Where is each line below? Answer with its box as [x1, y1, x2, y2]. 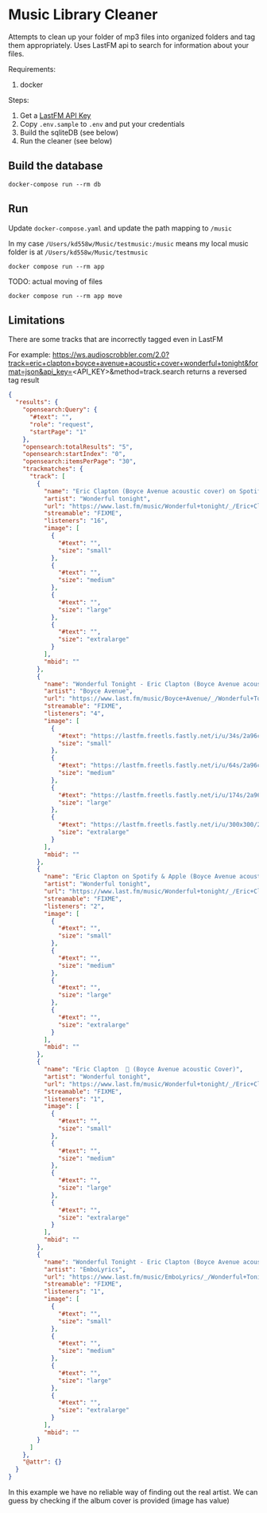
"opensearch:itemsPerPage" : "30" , [22, 458, 137, 466]
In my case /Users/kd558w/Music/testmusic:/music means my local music [8, 238, 249, 248]
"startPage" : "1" [29, 428, 87, 436]
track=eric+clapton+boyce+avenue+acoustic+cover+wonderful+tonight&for [8, 359, 258, 368]
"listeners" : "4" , [43, 709, 105, 717]
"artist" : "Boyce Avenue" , [43, 687, 133, 695]
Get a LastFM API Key [19, 110, 91, 120]
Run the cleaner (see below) [19, 136, 113, 145]
